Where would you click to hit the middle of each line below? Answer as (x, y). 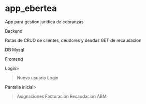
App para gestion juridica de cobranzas (44, 22)
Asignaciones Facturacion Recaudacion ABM (62, 96)
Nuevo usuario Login (37, 78)
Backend (14, 31)
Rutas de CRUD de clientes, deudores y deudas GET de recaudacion (73, 40)
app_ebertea (31, 8)
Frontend (14, 59)
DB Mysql (15, 50)
